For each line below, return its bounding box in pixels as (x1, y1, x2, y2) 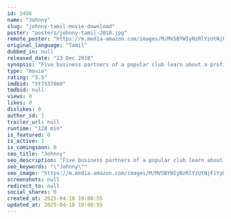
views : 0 (7, 93, 32, 100)
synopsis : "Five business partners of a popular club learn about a (7, 61, 208, 68)
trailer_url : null (7, 118, 60, 126)
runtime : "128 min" (7, 125, 63, 132)
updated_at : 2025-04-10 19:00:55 (7, 202, 103, 209)
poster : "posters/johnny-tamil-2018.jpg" (7, 29, 128, 36)
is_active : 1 (7, 138, 45, 145)
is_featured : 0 (7, 131, 51, 138)
